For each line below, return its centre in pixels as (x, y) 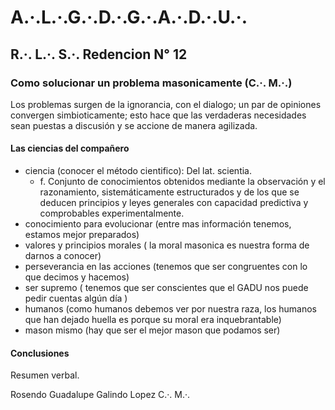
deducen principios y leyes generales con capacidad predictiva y (174, 203)
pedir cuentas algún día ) (76, 298)
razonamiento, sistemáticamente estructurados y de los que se (169, 192)
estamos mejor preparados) (82, 235)
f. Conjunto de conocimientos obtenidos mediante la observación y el (182, 182)
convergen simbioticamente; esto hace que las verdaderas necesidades (158, 115)
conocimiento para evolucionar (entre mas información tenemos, (158, 224)
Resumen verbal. (45, 375)
